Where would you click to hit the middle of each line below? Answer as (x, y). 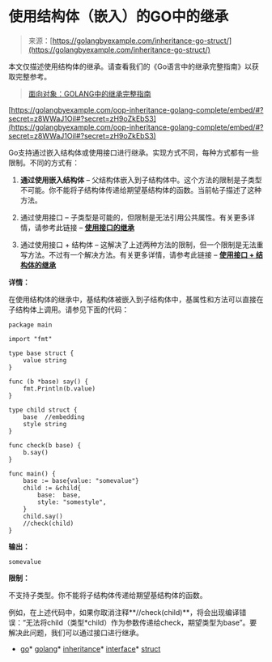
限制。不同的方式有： (44, 162)
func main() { (32, 474)
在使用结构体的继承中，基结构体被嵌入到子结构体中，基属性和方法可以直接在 (136, 299)
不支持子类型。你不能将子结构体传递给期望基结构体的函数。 (108, 595)
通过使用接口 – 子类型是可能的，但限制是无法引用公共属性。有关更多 (134, 217)
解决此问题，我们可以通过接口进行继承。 (76, 632)
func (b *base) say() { (49, 382)
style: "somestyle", (72, 502)
